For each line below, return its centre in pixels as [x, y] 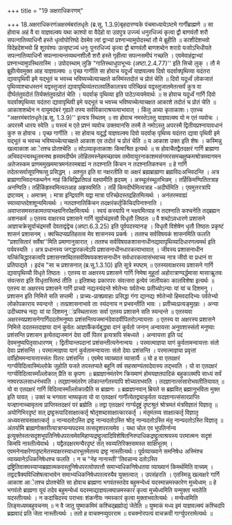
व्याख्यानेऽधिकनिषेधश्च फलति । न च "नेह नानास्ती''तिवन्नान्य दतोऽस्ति [82, 459]
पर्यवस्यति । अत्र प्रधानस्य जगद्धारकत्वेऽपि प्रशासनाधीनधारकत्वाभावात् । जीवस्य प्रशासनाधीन [105, 249]
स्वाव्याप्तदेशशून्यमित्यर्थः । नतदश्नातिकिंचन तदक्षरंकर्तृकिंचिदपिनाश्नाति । [85, 203]
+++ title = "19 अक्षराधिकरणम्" [45, 11]
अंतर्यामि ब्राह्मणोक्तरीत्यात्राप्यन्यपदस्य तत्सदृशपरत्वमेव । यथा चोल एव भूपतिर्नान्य [91, 428]
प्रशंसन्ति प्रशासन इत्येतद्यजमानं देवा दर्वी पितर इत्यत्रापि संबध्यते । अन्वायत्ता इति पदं [95, 335]
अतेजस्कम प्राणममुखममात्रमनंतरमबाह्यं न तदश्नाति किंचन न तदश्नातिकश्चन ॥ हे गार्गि [97, 164]
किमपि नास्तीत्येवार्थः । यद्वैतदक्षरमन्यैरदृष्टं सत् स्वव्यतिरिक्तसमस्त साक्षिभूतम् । [90, 444]
